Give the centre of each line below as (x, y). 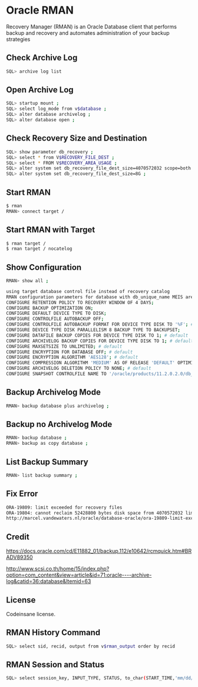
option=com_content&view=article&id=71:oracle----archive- (79, 575)
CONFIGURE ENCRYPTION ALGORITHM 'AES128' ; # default (72, 357)
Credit (18, 537)
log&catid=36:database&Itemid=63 (49, 581)
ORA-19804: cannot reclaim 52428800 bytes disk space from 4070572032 (95, 513)
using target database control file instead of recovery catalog (88, 291)
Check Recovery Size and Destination (77, 139)
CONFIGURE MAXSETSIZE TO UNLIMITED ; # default (64, 346)
